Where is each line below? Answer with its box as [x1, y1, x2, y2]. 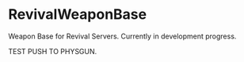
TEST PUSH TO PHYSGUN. [8, 46, 97, 56]
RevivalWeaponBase [8, 5, 147, 24]
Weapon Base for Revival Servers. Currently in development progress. [8, 31, 237, 41]
